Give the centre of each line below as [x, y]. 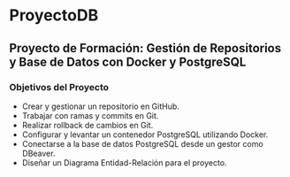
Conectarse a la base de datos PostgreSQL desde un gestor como [142, 143]
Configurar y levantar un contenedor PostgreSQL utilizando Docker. [145, 135]
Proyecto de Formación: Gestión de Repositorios [145, 48]
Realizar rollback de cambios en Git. [88, 125]
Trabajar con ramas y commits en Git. [90, 115]
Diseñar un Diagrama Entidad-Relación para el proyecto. [124, 162]
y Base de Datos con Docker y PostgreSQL [128, 62]
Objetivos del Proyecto [59, 87]
